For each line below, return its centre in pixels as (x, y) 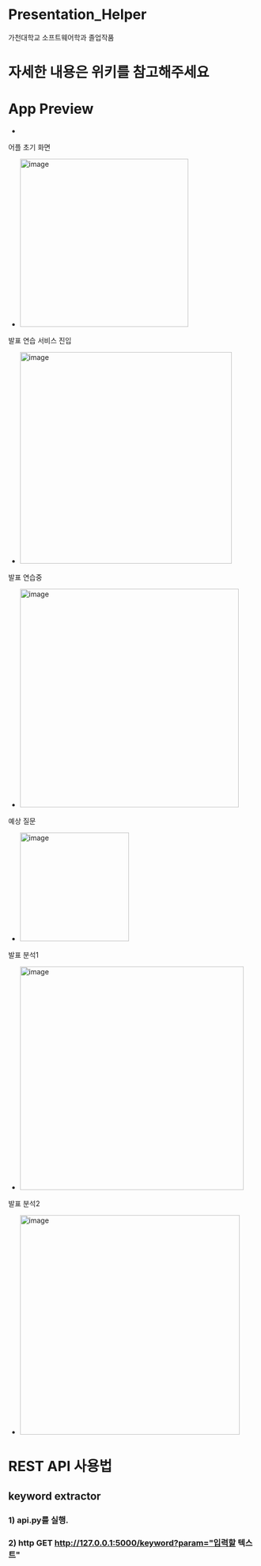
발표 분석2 (24, 1204)
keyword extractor (55, 1496)
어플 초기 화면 (30, 147)
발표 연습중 (25, 577)
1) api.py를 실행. (38, 1520)
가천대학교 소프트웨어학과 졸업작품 (61, 37)
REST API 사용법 (60, 1467)
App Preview (51, 109)
